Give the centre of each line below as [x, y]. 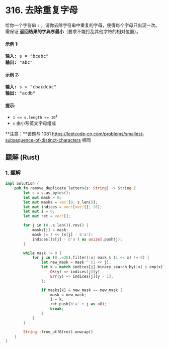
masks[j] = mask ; [50, 230]
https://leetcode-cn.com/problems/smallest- [98, 134]
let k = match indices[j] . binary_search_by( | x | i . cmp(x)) [103, 267]
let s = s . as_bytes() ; [47, 193]
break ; [57, 309]
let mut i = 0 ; [39, 211]
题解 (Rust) [23, 157]
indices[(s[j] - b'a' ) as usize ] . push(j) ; [77, 239]
